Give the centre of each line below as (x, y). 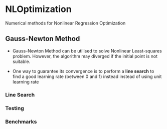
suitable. (21, 61)
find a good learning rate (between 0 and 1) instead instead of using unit (87, 76)
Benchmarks (21, 121)
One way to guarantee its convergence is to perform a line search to (83, 71)
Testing (15, 108)
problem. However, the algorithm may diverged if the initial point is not (85, 56)
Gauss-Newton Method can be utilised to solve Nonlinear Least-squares (87, 50)
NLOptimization (38, 9)
